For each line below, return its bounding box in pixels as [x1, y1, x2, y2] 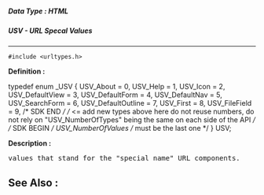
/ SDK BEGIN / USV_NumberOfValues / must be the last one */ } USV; [8, 124, 232, 133]
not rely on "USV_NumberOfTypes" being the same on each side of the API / [8, 115, 255, 125]
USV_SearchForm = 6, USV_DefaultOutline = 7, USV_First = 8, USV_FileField [8, 99, 252, 108]
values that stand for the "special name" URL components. [8, 153, 241, 163]
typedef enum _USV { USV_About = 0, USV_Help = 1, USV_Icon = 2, [8, 82, 225, 92]
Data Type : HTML [8, 6, 69, 16]
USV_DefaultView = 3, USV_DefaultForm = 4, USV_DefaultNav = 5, [8, 90, 222, 99]
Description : [8, 139, 52, 148]
